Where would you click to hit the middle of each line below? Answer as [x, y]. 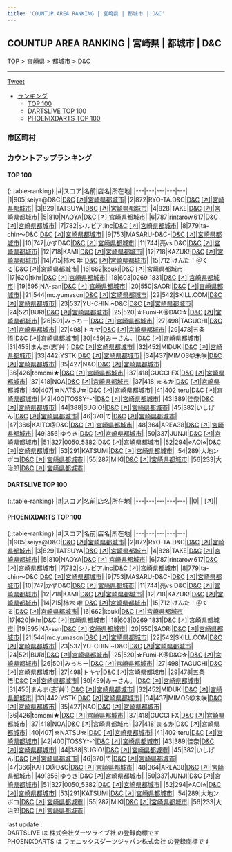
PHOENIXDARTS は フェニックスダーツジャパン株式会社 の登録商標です [109, 841]
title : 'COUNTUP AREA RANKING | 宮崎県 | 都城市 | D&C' [86, 14]
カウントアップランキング [49, 158]
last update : [25, 824]
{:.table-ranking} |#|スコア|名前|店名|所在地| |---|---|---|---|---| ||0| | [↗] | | [113, 501]
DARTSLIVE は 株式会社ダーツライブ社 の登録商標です [84, 833]
